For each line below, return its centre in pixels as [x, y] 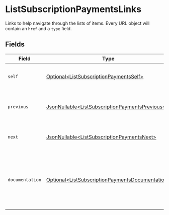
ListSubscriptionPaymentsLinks [73, 9]
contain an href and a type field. [38, 28]
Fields [15, 45]
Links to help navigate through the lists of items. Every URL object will [77, 23]
